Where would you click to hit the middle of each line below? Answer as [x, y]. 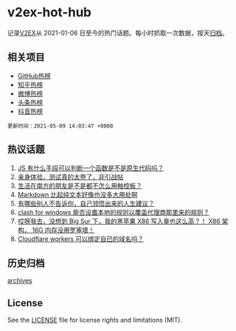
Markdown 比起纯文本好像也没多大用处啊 [78, 194]
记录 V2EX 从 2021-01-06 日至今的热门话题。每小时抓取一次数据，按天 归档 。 [118, 33]
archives [20, 281]
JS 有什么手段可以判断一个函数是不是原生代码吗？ [91, 168]
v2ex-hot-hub [50, 12]
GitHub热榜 [34, 76]
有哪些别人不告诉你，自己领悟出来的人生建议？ [86, 203]
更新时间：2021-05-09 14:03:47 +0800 [60, 126]
